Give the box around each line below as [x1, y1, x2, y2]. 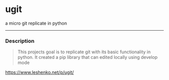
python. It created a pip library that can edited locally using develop [17, 54, 158, 60]
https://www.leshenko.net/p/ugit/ [5, 69, 74, 75]
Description [5, 37, 35, 44]
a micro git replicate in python [5, 20, 67, 26]
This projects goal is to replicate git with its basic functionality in [17, 49, 151, 55]
